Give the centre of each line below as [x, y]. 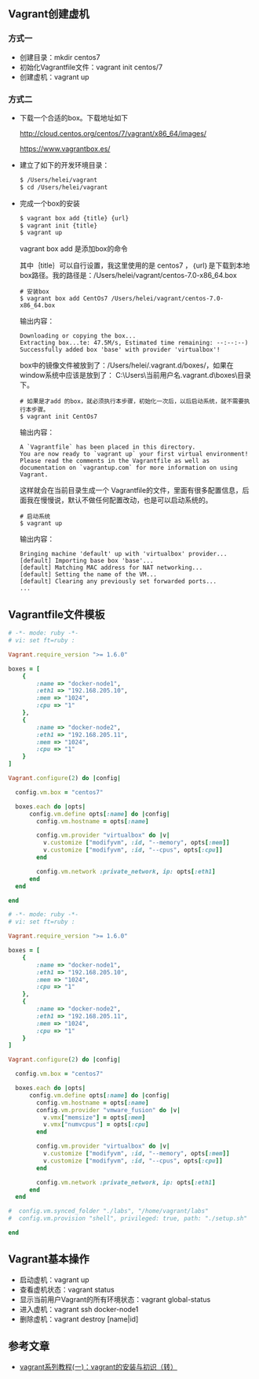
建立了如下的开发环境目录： [64, 165]
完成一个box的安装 [50, 203]
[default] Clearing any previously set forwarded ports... [118, 582]
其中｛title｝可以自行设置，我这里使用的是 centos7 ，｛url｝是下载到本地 [135, 265]
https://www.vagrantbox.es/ [65, 149]
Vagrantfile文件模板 [57, 614]
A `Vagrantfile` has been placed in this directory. [108, 447]
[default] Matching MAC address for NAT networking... [111, 568]
